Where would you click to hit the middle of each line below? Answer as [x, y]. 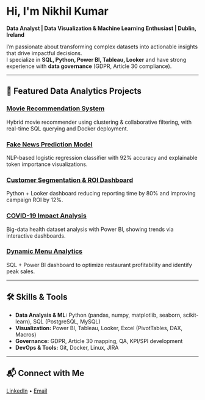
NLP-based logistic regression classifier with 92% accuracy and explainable [102, 157]
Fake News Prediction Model [49, 144]
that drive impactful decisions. [44, 53]
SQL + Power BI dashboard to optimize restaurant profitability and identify [99, 265]
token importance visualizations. [47, 164]
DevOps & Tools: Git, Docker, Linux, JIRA [67, 347]
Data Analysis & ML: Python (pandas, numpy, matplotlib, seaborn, [98, 315]
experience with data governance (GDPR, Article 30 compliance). [89, 66]
